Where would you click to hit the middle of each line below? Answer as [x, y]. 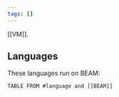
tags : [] [20, 14]
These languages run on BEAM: [54, 73]
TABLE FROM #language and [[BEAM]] [60, 86]
